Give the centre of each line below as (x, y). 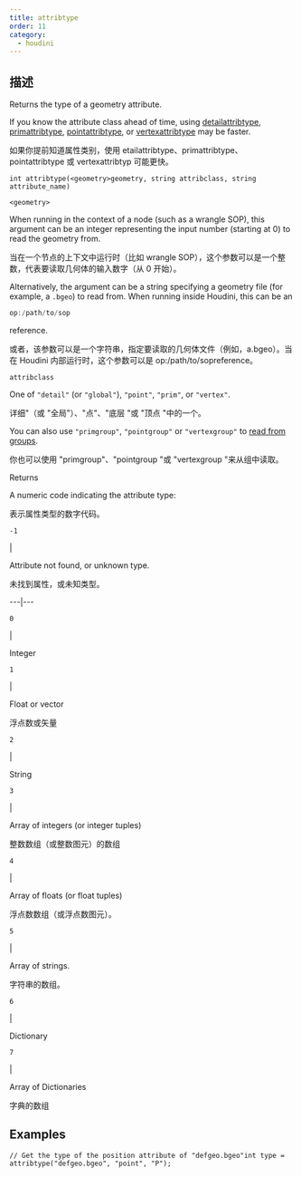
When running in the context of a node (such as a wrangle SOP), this (137, 219)
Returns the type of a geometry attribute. (86, 104)
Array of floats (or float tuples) (66, 895)
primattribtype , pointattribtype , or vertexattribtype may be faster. (130, 131)
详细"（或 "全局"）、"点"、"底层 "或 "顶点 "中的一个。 (108, 412)
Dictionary (28, 1036)
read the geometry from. (55, 239)
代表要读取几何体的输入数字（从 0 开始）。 (103, 269)
